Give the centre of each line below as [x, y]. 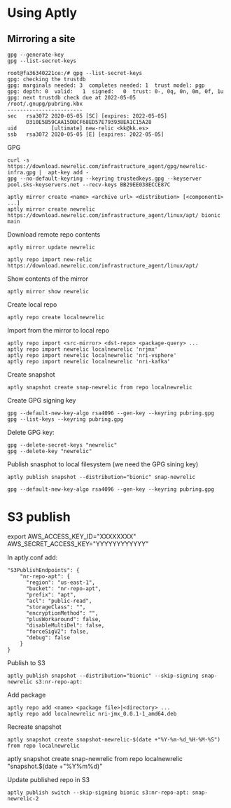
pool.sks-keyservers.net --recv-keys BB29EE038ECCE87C [89, 185]
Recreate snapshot [34, 727]
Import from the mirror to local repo [58, 330]
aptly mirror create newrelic [51, 209]
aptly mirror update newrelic [51, 247]
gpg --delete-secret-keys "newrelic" [62, 445]
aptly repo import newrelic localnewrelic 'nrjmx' [83, 349]
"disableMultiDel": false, [65, 625]
